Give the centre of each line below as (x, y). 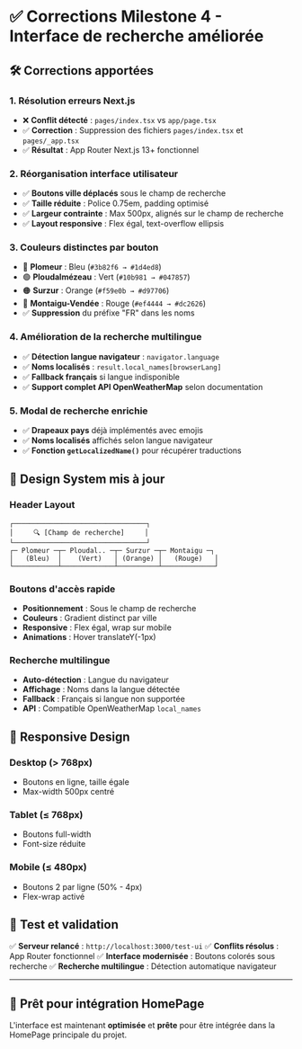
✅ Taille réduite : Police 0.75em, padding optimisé (115, 203)
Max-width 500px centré (68, 792)
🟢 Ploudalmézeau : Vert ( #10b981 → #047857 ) (106, 277)
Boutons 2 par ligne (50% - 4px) (82, 886)
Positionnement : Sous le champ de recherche (109, 609)
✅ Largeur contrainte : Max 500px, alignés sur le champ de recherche (153, 214)
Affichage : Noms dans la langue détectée (101, 689)
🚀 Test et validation (64, 925)
